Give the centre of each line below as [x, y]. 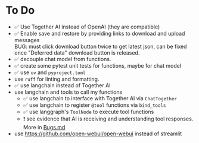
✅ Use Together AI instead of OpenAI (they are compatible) [87, 27]
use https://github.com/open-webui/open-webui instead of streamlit [98, 134]
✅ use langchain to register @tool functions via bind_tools [94, 105]
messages [27, 40]
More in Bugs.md [44, 127]
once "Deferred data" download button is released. [77, 53]
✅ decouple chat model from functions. [63, 59]
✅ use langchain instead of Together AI [62, 85]
